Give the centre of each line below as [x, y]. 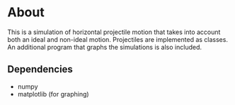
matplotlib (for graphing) [53, 94]
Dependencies [40, 69]
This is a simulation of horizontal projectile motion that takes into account [114, 32]
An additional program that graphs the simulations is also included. [105, 47]
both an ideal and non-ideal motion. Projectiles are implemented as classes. [118, 39]
